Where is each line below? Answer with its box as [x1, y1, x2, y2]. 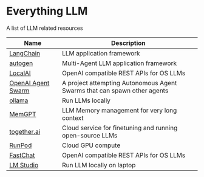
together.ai [9, 127, 41, 136]
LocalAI [9, 69, 32, 77]
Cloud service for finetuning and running [61, 123, 178, 132]
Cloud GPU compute [61, 141, 121, 150]
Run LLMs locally [61, 96, 111, 105]
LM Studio [9, 161, 39, 169]
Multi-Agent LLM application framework [61, 59, 177, 68]
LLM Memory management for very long [61, 106, 177, 114]
